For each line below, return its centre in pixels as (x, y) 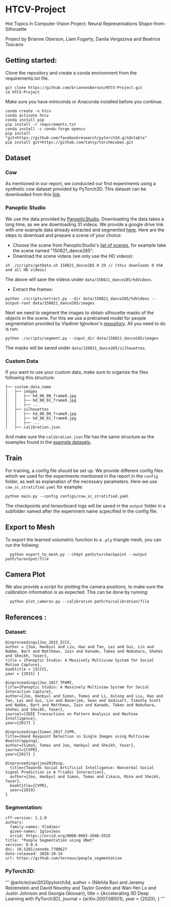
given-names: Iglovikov (35, 832)
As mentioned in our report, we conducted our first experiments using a (81, 184)
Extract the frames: (33, 289)
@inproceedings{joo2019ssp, (35, 763)
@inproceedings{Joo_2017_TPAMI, (40, 683)
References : (26, 617)
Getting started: (31, 61)
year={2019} (23, 790)
